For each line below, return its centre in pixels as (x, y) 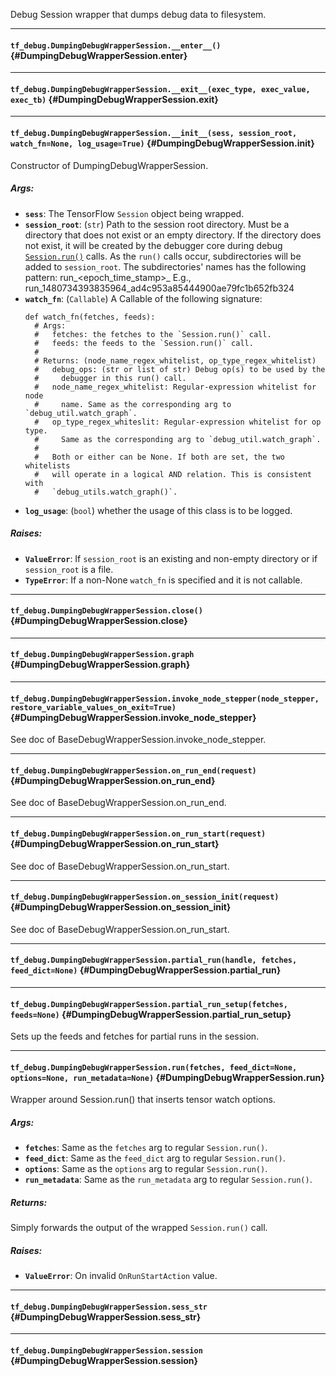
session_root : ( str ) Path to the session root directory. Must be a (157, 224)
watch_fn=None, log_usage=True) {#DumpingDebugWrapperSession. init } (162, 143)
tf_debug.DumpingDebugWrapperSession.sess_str (109, 1307)
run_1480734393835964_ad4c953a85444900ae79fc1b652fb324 (159, 288)
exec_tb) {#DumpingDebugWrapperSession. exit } (114, 99)
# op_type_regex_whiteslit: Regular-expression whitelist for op (178, 422)
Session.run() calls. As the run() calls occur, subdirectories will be (163, 256)
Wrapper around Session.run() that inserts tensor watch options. (143, 1100)
